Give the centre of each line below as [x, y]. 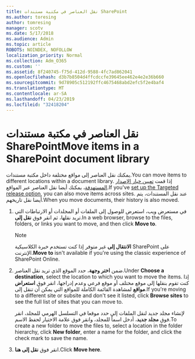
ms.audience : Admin [30, 39]
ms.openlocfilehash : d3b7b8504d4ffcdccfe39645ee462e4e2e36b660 [85, 77]
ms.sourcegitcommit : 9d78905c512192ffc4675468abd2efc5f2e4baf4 [85, 83]
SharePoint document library [78, 159]
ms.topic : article [28, 45]
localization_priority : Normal [44, 55]
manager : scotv [25, 28]
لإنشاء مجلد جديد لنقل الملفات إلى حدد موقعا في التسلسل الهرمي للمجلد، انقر [100, 313]
